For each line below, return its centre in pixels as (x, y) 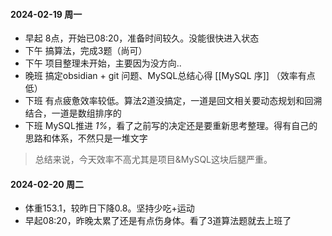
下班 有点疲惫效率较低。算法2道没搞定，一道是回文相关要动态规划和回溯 (173, 101)
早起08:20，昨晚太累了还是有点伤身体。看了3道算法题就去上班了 (158, 221)
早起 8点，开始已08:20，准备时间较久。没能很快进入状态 (142, 38)
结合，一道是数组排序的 (73, 113)
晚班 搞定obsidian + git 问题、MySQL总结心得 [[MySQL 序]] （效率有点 (170, 76)
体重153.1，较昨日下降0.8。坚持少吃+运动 (109, 208)
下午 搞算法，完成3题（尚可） (86, 51)
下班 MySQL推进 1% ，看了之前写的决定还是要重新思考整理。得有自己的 (171, 126)
